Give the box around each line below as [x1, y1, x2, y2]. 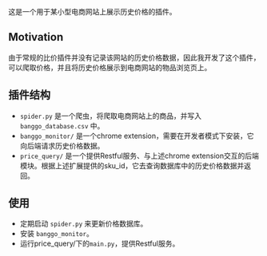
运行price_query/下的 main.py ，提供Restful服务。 [19, 238, 180, 249]
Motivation [8, 30, 64, 44]
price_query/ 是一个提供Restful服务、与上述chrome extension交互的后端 [19, 151, 260, 160]
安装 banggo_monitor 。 [19, 229, 94, 238]
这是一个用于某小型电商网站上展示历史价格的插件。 [8, 7, 177, 16]
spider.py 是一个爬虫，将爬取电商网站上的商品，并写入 [19, 111, 202, 120]
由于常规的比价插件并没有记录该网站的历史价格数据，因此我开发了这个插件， [8, 53, 261, 62]
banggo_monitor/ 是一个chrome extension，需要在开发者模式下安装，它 [19, 131, 254, 140]
